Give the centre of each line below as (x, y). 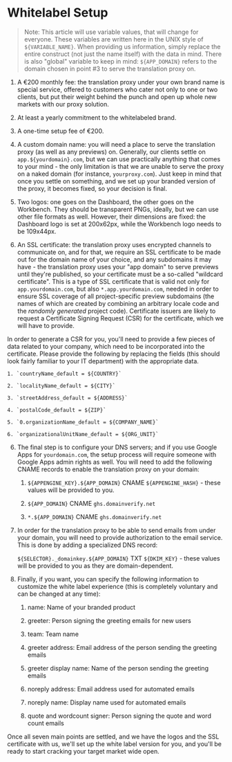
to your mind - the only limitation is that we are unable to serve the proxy (120, 166)
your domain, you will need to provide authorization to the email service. (120, 537)
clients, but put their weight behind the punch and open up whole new (117, 97)
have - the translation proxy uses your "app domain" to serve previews (118, 266)
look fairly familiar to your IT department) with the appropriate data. (103, 361)
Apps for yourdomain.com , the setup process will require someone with (117, 454)
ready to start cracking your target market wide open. (84, 751)
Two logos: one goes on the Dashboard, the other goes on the (106, 201)
